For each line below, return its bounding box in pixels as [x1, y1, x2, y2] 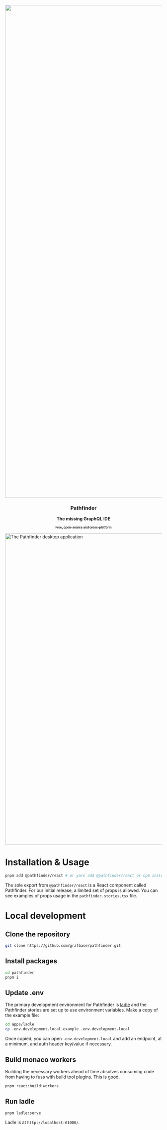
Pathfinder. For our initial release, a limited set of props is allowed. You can [5, 887, 158, 893]
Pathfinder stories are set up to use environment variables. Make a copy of [5, 1007, 158, 1013]
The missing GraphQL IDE [56, 516, 111, 522]
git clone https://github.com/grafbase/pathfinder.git [5, 943, 121, 948]
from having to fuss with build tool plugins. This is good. [5, 1074, 120, 1080]
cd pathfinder [5, 970, 35, 975]
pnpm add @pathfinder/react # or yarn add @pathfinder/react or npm [5, 873, 150, 879]
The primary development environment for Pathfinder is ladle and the [5, 1002, 147, 1008]
